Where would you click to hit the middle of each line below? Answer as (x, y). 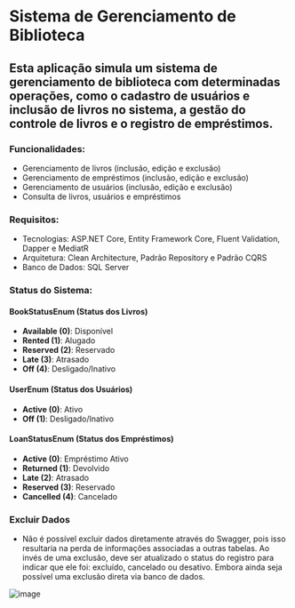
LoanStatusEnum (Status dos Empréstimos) (92, 439)
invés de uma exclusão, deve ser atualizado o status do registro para (148, 558)
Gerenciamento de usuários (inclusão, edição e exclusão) (127, 187)
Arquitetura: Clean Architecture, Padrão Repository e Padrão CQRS (144, 258)
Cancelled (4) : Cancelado (70, 496)
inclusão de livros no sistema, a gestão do (128, 110)
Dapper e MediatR (55, 248)
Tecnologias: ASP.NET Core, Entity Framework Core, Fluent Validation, (151, 239)
